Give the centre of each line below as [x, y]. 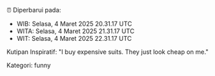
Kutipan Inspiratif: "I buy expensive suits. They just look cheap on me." [108, 52]
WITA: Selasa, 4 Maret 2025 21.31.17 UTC [75, 31]
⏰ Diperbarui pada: [34, 10]
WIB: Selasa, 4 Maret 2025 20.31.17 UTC [74, 24]
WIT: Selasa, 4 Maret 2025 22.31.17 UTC [74, 38]
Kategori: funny [29, 65]
